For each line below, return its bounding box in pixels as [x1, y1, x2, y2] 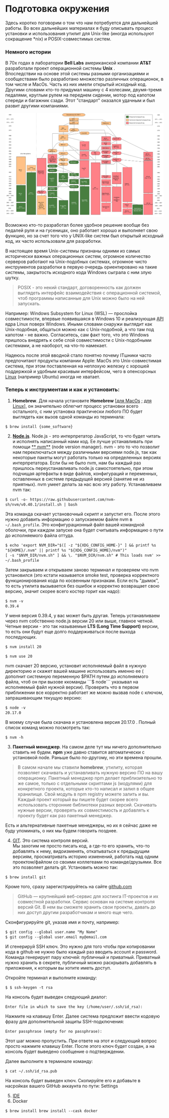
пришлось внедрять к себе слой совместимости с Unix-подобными [5, 337, 152, 343]
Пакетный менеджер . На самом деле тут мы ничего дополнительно [12, 743, 161, 750]
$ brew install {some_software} [5, 424, 73, 429]
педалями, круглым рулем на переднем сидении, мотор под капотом [5, 92, 155, 98]
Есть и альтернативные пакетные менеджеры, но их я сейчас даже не [5, 822, 157, 828]
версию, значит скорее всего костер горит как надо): [5, 588, 121, 594]
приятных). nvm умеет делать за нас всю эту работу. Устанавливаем [12, 481, 162, 487]
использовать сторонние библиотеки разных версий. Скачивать [17, 802, 157, 808]
